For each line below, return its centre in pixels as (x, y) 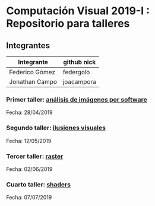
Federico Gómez (32, 72)
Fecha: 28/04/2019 (29, 112)
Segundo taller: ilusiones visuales (56, 128)
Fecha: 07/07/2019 (29, 198)
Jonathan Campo (33, 82)
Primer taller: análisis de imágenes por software (77, 99)
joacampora (79, 82)
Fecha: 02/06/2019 (29, 169)
